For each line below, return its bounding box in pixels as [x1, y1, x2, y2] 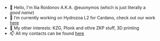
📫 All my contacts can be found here [9, 30, 84, 36]
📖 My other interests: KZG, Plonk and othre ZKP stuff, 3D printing [9, 25, 140, 31]
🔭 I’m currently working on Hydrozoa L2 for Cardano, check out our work [9, 15, 156, 20]
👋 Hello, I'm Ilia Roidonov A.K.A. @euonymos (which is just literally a [9, 5, 146, 10]
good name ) [9, 10, 35, 15]
